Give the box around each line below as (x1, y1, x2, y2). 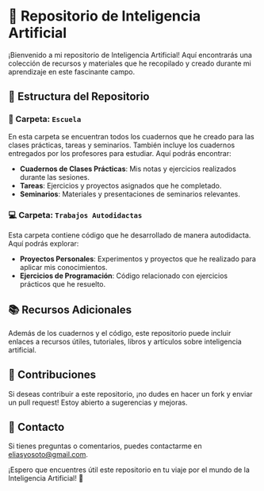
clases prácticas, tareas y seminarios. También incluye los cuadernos (8, 140, 235, 150)
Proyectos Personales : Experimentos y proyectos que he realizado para (19, 253, 256, 264)
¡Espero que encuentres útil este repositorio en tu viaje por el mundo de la (8, 465, 250, 474)
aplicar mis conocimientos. (19, 262, 108, 272)
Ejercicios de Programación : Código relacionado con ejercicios (19, 271, 228, 280)
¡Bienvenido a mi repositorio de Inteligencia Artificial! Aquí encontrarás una (8, 50, 252, 59)
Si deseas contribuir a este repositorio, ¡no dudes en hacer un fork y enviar (8, 389, 253, 398)
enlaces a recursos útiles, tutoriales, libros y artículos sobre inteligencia (8, 337, 242, 346)
